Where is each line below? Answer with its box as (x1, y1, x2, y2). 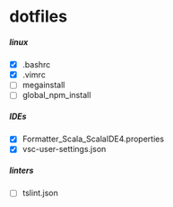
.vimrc (22, 69, 47, 80)
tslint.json (22, 187, 58, 199)
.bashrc (22, 59, 51, 70)
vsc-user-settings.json (22, 144, 107, 155)
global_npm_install (22, 90, 91, 101)
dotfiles (9, 6, 68, 27)
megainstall (22, 79, 65, 91)
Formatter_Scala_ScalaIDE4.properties (22, 133, 164, 145)
